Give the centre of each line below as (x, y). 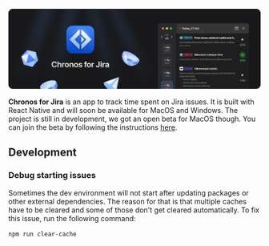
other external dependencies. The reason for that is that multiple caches (127, 201)
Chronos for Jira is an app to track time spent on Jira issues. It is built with (131, 102)
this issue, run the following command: (72, 218)
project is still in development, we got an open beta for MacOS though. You (132, 119)
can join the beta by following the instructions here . (93, 127)
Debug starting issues (52, 175)
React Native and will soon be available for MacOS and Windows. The (123, 110)
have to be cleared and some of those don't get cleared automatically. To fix (134, 210)
